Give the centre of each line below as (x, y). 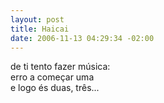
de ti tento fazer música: (60, 67)
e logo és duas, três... (55, 88)
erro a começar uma (52, 77)
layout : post (37, 19)
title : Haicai (40, 29)
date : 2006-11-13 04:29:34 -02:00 (82, 38)
